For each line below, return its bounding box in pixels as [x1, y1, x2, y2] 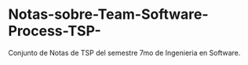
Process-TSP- [8, 22, 102, 40]
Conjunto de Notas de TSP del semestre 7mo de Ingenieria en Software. [8, 48, 241, 57]
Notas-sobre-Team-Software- [8, 5, 209, 23]
